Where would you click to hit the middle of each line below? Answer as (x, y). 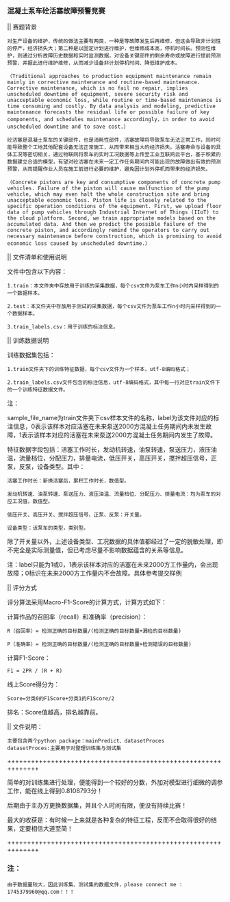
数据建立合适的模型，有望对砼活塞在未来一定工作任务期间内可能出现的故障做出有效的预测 (114, 162)
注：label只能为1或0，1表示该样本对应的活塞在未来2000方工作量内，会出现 (113, 565)
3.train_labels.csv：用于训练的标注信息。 (63, 327)
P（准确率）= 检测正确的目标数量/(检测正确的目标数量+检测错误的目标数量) (99, 645)
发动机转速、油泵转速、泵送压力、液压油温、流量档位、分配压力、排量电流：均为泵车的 (112, 494)
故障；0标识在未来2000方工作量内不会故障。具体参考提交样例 (94, 574)
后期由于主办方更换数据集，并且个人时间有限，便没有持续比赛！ (97, 806)
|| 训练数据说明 (28, 341)
